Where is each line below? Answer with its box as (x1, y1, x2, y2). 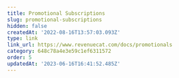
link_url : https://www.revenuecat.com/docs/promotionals (7, 41, 173, 48)
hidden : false (7, 22, 48, 29)
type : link (7, 35, 38, 42)
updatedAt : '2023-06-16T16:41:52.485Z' (7, 60, 121, 67)
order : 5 (7, 54, 32, 61)
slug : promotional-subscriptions (7, 16, 102, 23)
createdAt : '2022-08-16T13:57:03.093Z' (7, 28, 121, 36)
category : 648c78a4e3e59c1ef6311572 (7, 48, 111, 55)
